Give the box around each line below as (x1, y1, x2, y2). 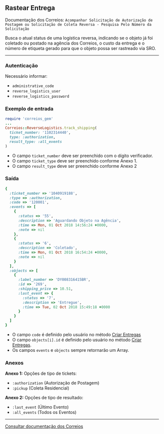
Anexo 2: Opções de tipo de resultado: (5, 395, 83, 401)
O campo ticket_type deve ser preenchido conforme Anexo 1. (12, 158, 138, 163)
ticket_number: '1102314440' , (9, 130, 71, 135)
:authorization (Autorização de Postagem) (12, 380, 100, 386)
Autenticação (5, 62, 38, 69)
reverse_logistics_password (12, 94, 69, 99)
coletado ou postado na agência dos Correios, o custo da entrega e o (5, 40, 145, 46)
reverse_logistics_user (12, 89, 61, 94)
